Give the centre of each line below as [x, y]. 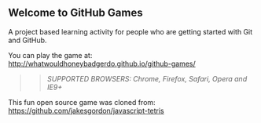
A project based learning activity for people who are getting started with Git [130, 31]
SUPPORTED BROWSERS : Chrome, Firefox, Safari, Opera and [147, 78]
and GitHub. [28, 40]
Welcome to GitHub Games [75, 13]
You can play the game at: [50, 55]
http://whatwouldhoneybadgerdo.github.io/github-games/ [102, 63]
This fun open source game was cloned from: [82, 102]
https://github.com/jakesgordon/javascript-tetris [86, 110]
